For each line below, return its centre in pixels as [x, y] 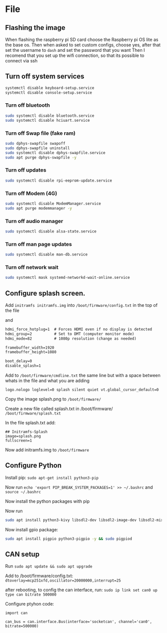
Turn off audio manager [34, 221]
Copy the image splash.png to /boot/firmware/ [53, 399]
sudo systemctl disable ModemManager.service [53, 204]
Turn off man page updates [39, 244]
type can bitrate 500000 [31, 595]
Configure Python [33, 466]
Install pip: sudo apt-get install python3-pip [52, 477]
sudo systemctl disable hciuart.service [48, 120]
